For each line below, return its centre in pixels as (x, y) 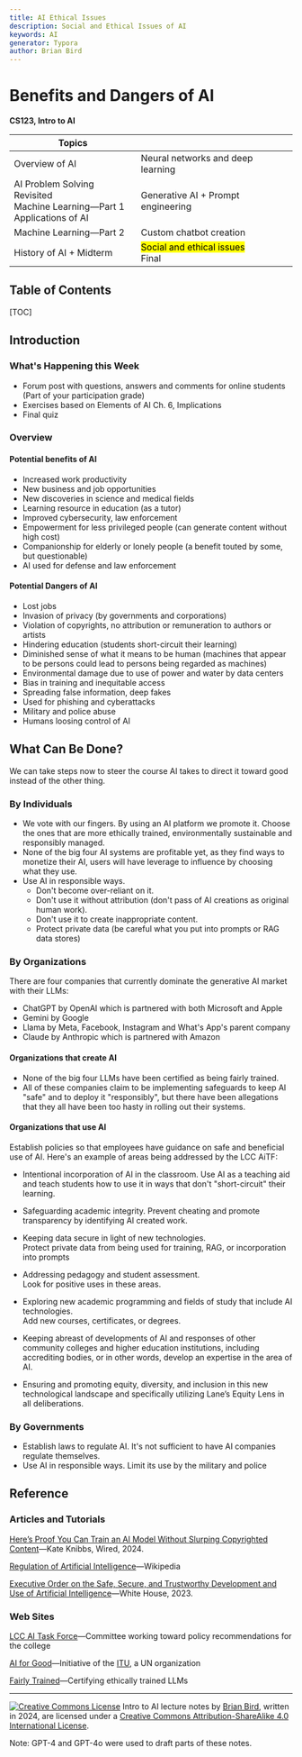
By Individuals (41, 804)
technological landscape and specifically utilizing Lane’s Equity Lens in (153, 1394)
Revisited (33, 196)
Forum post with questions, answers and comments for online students (154, 386)
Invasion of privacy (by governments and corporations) (124, 615)
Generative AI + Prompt (190, 196)
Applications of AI (51, 218)
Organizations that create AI (63, 1057)
